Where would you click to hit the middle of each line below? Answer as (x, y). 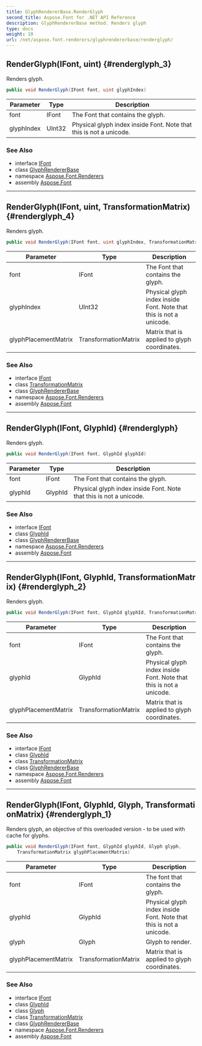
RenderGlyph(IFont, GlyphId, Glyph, (75, 805)
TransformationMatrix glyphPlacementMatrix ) (74, 852)
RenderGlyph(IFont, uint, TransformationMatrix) (98, 207)
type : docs (20, 29)
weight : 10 (20, 34)
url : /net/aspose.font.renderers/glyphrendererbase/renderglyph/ (90, 40)
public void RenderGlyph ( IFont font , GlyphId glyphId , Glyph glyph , (94, 846)
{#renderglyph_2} (52, 587)
